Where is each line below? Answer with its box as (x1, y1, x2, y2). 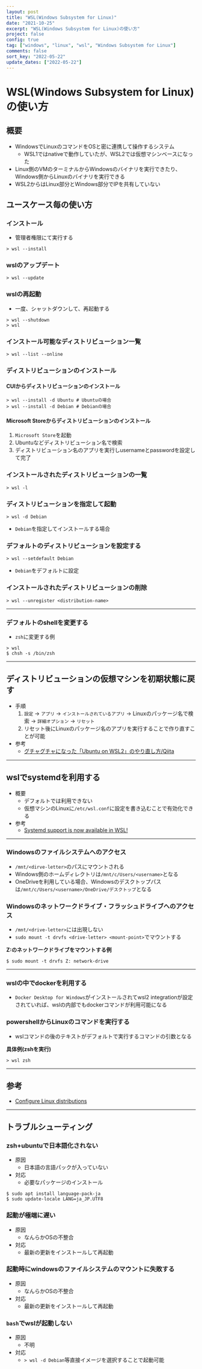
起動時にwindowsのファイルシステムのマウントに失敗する (6, 1265, 175, 1273)
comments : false (6, 48, 47, 54)
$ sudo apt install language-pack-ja (6, 1191, 101, 1197)
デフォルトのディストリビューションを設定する (6, 541, 141, 550)
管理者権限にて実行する (14, 234, 73, 241)
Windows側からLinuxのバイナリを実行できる (14, 173, 125, 180)
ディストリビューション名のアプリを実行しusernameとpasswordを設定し (14, 447, 195, 454)
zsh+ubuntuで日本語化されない (6, 1141, 99, 1150)
